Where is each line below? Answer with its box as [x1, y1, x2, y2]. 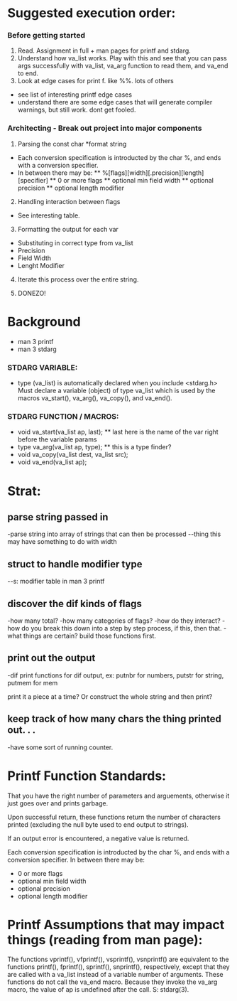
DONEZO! [17, 289, 46, 297]
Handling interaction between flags [17, 197, 121, 205]
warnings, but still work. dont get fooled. [17, 105, 136, 114]
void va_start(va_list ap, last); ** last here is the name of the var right [17, 428, 219, 437]
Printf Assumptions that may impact [7, 916, 225, 933]
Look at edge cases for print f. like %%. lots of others [17, 77, 174, 85]
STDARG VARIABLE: [7, 363, 78, 373]
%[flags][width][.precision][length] [101, 168, 204, 177]
